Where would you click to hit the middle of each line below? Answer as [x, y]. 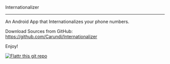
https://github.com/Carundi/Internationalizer [51, 36]
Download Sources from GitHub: [39, 31]
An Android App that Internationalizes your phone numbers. [67, 21]
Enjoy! [12, 46]
